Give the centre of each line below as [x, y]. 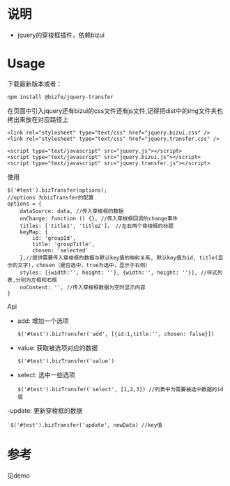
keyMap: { [34, 232]
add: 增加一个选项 [43, 321]
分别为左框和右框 [37, 280]
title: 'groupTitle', [64, 244]
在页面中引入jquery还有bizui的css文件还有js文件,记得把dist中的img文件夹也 [115, 111]
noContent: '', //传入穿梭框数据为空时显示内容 [83, 287]
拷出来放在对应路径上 [38, 119]
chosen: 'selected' [61, 250]
